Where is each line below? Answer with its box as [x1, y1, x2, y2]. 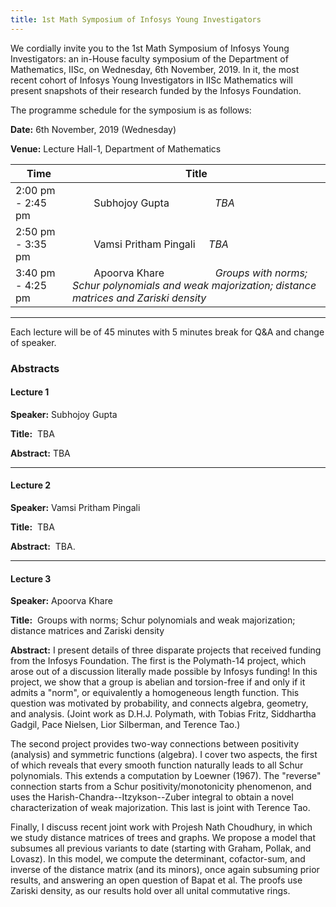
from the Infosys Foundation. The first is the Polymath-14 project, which [10, 655, 307, 667]
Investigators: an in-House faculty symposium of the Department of [10, 52, 289, 65]
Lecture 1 [10, 386, 50, 398]
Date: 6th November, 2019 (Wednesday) [10, 123, 177, 135]
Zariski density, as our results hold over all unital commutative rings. [10, 885, 291, 897]
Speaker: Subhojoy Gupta [10, 408, 118, 420]
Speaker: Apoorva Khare [10, 595, 113, 607]
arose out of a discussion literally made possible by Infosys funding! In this [10, 666, 318, 678]
